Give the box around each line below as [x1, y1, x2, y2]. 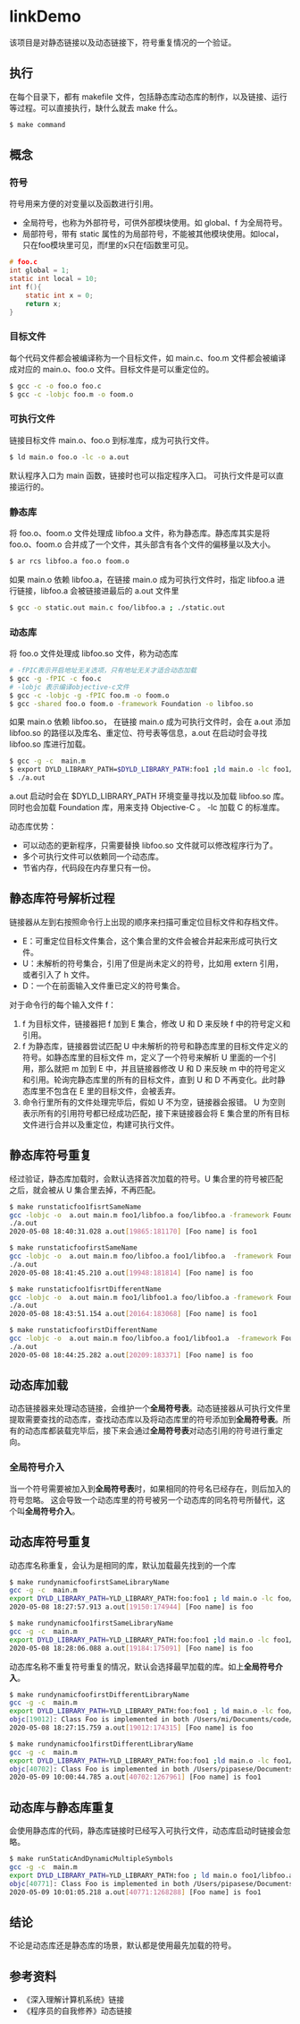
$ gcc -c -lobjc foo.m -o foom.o [9, 389, 134, 399]
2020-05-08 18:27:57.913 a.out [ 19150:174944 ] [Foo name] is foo [9, 1602, 254, 1612]
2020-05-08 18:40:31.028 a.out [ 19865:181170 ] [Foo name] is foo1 [9, 1227, 257, 1236]
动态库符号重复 [9, 1534, 92, 1550]
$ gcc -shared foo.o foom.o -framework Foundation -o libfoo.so [9, 699, 254, 708]
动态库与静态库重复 [9, 1799, 115, 1815]
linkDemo [9, 6, 82, 27]
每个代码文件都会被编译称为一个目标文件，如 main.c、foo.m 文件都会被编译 [9, 352, 287, 363]
